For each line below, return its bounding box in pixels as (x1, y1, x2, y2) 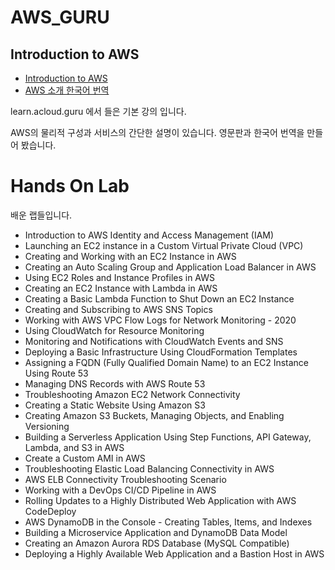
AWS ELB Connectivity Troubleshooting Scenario (24, 473, 227, 485)
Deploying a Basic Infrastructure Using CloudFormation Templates (24, 346, 298, 358)
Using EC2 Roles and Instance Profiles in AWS (24, 271, 215, 283)
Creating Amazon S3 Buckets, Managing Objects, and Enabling (24, 409, 285, 421)
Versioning (24, 420, 70, 432)
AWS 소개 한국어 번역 (24, 84, 110, 96)
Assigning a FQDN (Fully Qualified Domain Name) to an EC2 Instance (24, 356, 309, 368)
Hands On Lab (10, 175, 130, 198)
